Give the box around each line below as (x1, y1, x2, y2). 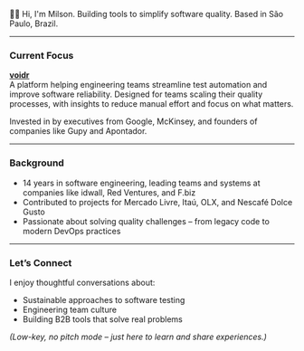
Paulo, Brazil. (9, 18, 59, 29)
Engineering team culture (22, 304, 118, 315)
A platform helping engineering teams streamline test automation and (9, 80, 268, 90)
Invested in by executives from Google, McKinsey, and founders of (9, 116, 258, 127)
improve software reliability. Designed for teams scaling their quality (9, 89, 263, 100)
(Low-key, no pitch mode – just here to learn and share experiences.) (9, 331, 267, 342)
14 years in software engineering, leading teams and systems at (22, 177, 261, 188)
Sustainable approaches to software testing (22, 294, 185, 305)
